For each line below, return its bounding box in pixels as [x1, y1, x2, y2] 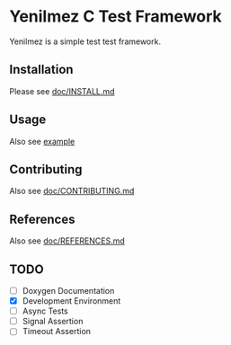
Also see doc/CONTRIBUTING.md [9, 186, 135, 197]
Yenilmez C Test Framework [9, 6, 222, 27]
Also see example [9, 136, 76, 146]
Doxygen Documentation [22, 286, 115, 296]
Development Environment [22, 296, 121, 306]
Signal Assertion [22, 316, 84, 327]
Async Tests [22, 305, 69, 316]
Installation [9, 62, 74, 77]
